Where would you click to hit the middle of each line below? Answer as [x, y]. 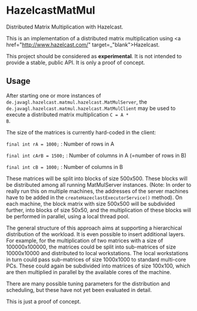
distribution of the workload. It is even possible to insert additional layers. [96, 234]
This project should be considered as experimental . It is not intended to [94, 56]
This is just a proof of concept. [44, 301]
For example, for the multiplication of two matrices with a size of [85, 240]
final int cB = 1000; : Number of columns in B [65, 167]
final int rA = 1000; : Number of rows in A [60, 144]
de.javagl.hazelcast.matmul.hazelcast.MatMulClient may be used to [91, 108]
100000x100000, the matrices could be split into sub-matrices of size [91, 247]
